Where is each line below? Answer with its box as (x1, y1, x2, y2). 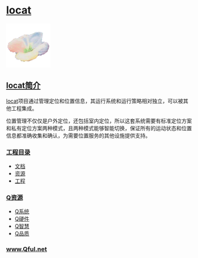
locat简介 (6, 81, 41, 91)
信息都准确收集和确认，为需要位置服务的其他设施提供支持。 (6, 132, 151, 139)
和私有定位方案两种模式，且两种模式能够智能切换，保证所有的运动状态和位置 (6, 124, 192, 131)
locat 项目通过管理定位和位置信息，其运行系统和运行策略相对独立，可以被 (6, 97, 184, 104)
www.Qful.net (6, 245, 47, 253)
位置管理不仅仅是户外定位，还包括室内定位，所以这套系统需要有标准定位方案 (6, 117, 192, 124)
